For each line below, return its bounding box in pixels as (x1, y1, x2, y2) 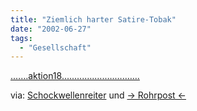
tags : (10, 33, 33, 43)
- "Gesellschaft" (19, 42, 92, 53)
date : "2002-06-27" (10, 24, 92, 34)
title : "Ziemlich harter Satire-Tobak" (10, 14, 177, 25)
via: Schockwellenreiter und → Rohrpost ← (10, 89, 187, 101)
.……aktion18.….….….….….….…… (10, 70, 140, 82)
